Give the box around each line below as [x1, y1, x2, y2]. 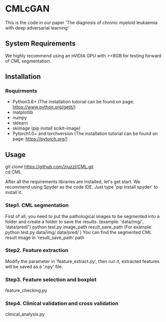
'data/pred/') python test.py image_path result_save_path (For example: [5, 223, 152, 230]
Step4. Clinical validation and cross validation [5, 300, 118, 307]
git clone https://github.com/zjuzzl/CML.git [5, 163, 94, 170]
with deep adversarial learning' [5, 24, 69, 30]
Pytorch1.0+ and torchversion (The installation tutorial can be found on [12, 130, 158, 136]
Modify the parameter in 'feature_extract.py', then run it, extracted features [5, 258, 160, 264]
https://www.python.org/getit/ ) [12, 104, 76, 110]
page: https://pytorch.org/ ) [12, 136, 68, 142]
